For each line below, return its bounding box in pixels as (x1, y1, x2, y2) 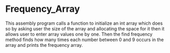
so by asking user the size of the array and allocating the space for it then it (5, 25, 165, 31)
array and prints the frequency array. (5, 42, 83, 48)
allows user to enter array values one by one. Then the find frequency (5, 31, 153, 37)
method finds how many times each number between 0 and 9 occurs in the (5, 37, 164, 43)
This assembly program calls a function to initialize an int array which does (5, 20, 163, 26)
